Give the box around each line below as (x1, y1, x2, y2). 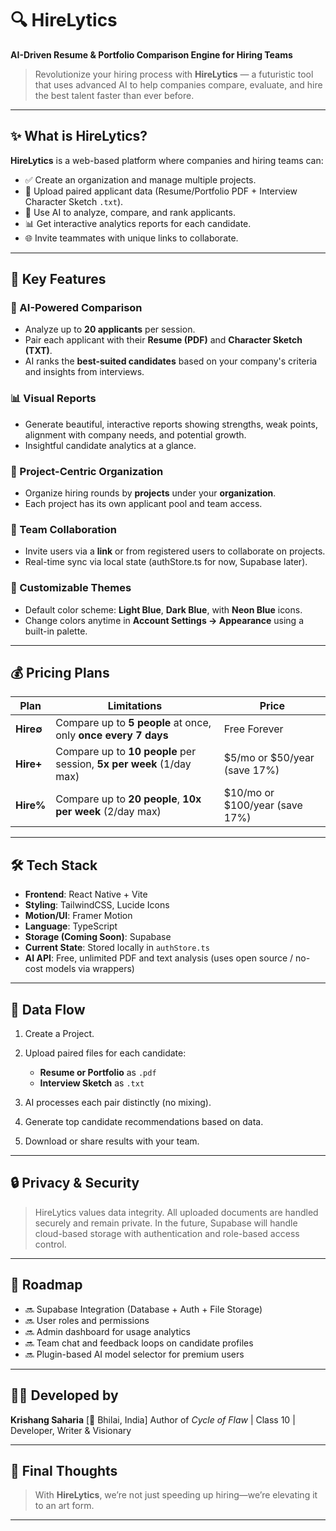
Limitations (107, 699, 163, 713)
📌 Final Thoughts (10, 1462, 118, 1479)
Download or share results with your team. (24, 1135, 200, 1147)
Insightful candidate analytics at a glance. (24, 439, 197, 451)
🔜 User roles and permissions (24, 1314, 150, 1326)
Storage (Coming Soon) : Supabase (24, 931, 172, 943)
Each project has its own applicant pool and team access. (24, 498, 263, 510)
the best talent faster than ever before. (34, 89, 195, 101)
